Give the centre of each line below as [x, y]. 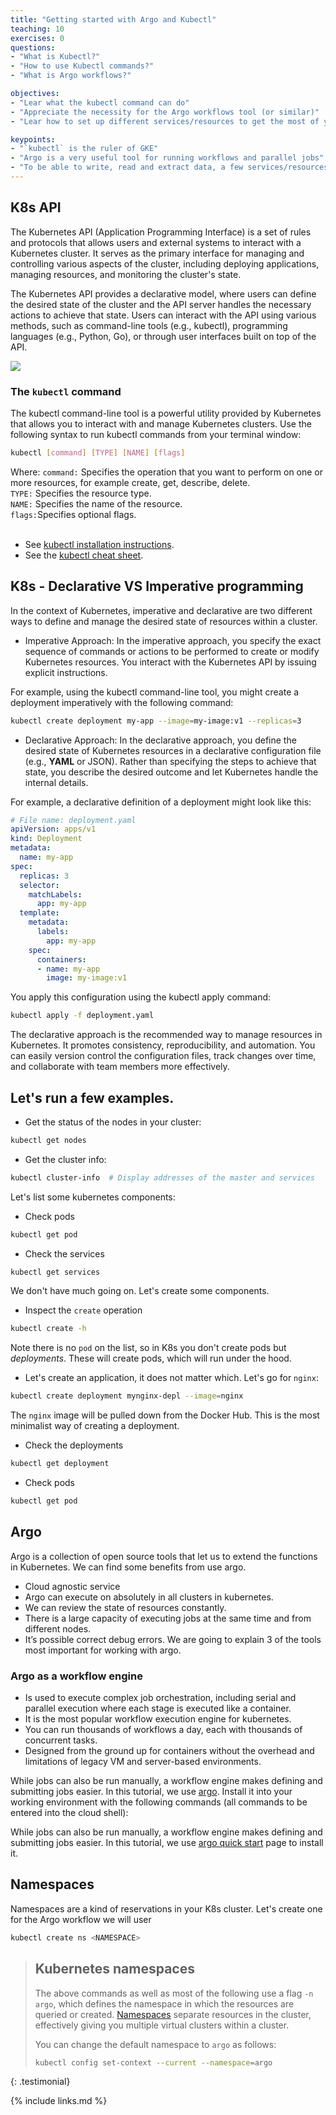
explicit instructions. [66, 672]
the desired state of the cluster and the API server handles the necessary [161, 304]
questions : [33, 47]
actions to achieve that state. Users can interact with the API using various [163, 315]
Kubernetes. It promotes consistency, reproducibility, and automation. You [163, 1045]
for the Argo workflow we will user [81, 1919]
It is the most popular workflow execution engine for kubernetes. [158, 1719]
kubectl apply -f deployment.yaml [82, 1016]
